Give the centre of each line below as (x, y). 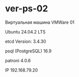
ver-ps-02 (26, 9)
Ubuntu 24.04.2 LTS (25, 32)
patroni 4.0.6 (18, 60)
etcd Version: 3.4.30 (26, 41)
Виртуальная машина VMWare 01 (40, 22)
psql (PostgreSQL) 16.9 (28, 51)
